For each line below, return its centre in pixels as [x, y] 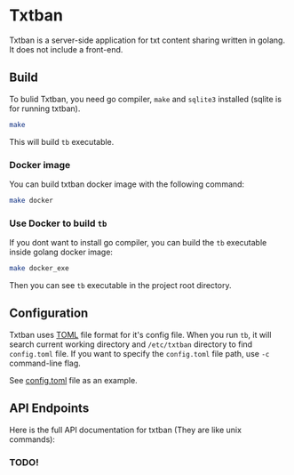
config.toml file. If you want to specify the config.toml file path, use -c [139, 353]
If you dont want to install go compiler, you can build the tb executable [138, 243]
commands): [32, 439]
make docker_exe [39, 269]
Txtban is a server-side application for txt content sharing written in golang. [147, 40]
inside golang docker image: [61, 252]
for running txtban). [45, 109]
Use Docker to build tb [58, 223]
